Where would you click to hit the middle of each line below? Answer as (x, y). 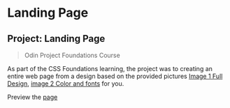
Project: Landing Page (56, 39)
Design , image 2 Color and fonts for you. (66, 84)
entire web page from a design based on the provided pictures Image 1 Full (115, 76)
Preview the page (33, 97)
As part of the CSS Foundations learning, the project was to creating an (110, 69)
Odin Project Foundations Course (72, 55)
